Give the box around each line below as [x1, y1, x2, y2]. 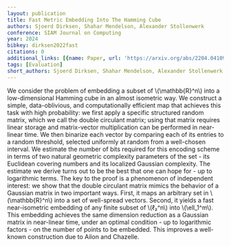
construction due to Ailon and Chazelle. [27, 232, 140, 241]
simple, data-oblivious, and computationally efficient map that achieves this [7, 101, 221, 109]
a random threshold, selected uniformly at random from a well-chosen [7, 137, 206, 146]
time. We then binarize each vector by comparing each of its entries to [24, 130, 225, 138]
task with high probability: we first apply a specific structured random [7, 108, 204, 117]
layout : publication [7, 10, 67, 17]
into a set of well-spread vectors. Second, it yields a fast [54, 196, 214, 204]
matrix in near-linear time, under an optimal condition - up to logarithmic [7, 218, 212, 226]
